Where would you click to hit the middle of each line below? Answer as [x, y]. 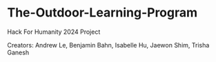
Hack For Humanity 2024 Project [54, 32]
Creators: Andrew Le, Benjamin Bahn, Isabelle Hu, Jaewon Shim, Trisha [108, 45]
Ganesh [18, 52]
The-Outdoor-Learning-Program [102, 13]
